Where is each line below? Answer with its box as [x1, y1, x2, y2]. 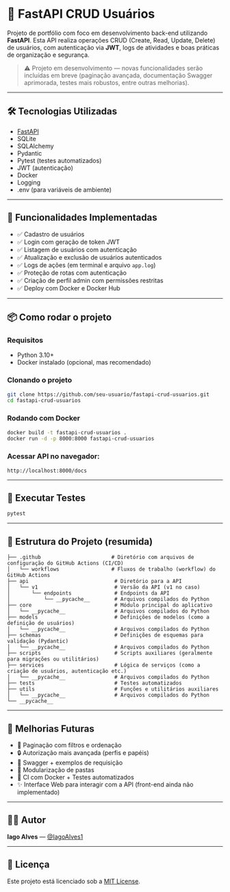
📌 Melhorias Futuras [7, 723, 94, 734]
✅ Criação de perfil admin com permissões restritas [16, 276, 164, 284]
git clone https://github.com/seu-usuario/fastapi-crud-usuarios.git [7, 391, 210, 398]
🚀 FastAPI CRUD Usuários [7, 6, 155, 22]
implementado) [16, 788, 60, 796]
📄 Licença [7, 859, 50, 871]
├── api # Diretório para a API [7, 578, 183, 585]
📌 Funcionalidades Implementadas [7, 212, 157, 223]
